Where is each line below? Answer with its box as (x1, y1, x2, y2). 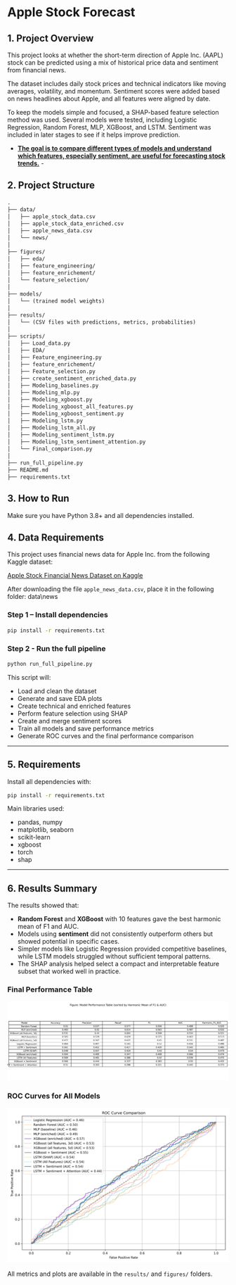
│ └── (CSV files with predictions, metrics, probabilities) (7, 318, 197, 326)
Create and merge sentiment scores (17, 716, 122, 725)
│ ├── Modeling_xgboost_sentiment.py (7, 410, 124, 417)
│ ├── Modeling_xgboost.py (7, 395, 93, 403)
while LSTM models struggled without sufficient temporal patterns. (17, 952, 211, 961)
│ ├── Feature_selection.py (7, 367, 96, 375)
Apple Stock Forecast (7, 4, 136, 20)
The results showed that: (7, 901, 79, 910)
